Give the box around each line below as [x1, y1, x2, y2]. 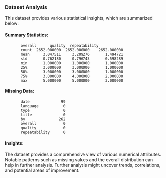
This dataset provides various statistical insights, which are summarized [5, 15, 153, 21]
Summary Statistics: [5, 32, 49, 38]
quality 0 [20, 125, 66, 130]
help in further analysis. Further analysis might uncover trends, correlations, [5, 162, 161, 168]
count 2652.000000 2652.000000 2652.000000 [20, 47, 123, 52]
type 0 [20, 108, 66, 113]
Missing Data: [5, 89, 35, 94]
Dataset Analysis [5, 4, 47, 11]
